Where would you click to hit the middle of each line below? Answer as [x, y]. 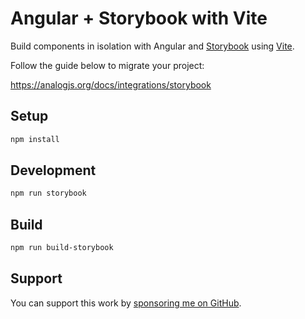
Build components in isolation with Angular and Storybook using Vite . [152, 46]
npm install [35, 139]
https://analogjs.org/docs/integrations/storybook [111, 84]
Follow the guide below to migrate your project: [107, 65]
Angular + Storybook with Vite [139, 18]
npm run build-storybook [62, 248]
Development [53, 170]
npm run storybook [48, 193]
